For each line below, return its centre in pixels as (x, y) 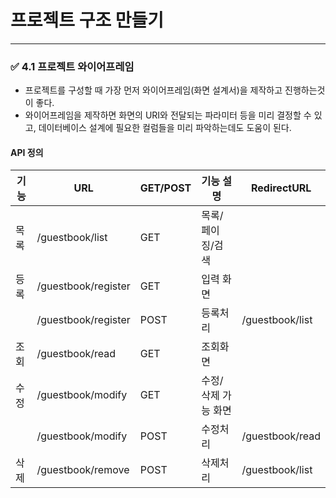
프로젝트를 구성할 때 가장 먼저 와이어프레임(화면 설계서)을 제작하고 (153, 90)
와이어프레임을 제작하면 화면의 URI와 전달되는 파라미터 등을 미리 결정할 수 (168, 115)
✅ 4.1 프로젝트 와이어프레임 (72, 66)
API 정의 (27, 152)
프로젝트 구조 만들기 (87, 20)
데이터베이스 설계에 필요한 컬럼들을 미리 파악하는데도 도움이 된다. (165, 128)
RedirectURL (281, 188)
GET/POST (165, 188)
